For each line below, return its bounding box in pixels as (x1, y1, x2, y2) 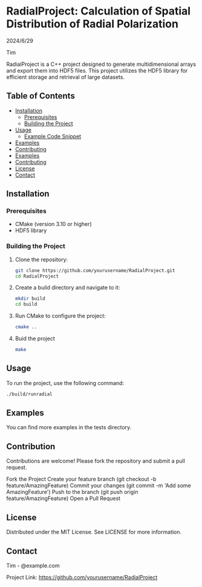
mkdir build (15, 296, 45, 302)
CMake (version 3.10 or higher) (15, 221, 92, 228)
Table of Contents (6, 91, 76, 101)
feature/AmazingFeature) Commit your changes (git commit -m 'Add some (6, 482, 192, 489)
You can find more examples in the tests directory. (6, 424, 132, 431)
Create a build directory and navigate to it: (15, 284, 120, 291)
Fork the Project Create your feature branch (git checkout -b (6, 476, 157, 483)
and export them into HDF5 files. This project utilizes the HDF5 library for (6, 66, 188, 74)
